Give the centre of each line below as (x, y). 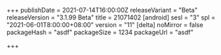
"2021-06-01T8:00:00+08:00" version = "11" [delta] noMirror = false (105, 25)
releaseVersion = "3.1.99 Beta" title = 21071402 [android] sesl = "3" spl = (111, 17)
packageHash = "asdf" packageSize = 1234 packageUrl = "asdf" (100, 32)
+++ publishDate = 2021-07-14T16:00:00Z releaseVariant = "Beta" (102, 10)
